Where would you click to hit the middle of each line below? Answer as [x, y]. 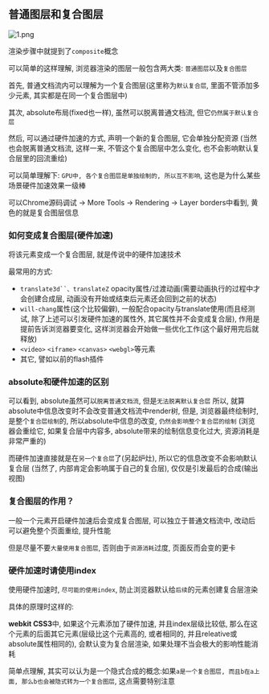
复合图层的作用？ [41, 502]
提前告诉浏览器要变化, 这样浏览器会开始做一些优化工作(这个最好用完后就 [139, 329]
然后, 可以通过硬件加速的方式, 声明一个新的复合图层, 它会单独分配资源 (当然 [132, 138]
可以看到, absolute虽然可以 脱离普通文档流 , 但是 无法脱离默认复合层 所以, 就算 [126, 401]
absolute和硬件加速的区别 [59, 382]
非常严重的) [27, 441]
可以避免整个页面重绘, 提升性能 [59, 531]
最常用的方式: [31, 271]
